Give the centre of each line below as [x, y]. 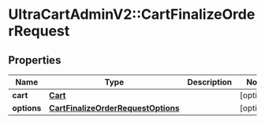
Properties [35, 60]
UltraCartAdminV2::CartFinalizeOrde [132, 15]
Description [210, 82]
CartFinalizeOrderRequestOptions [114, 108]
